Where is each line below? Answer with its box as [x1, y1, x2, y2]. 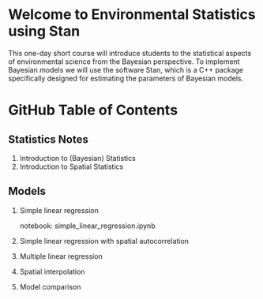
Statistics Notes [8, 133, 88, 146]
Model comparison [19, 282, 81, 291]
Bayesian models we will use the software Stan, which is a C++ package [8, 65, 243, 74]
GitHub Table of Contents [8, 101, 178, 119]
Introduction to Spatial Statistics [19, 162, 124, 171]
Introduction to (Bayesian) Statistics [19, 153, 136, 163]
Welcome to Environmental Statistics [8, 6, 256, 24]
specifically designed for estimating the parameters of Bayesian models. [8, 73, 243, 83]
